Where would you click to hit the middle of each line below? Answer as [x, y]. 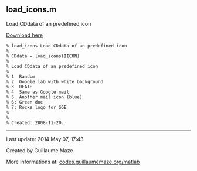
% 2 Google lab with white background [55, 81]
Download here [24, 35]
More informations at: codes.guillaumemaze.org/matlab [73, 162]
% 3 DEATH [19, 87]
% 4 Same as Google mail [38, 92]
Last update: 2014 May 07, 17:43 [45, 139]
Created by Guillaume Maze [40, 150]
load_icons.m [31, 10]
